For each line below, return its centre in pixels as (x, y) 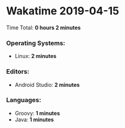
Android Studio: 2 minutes (47, 84)
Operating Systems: (36, 43)
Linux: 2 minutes (35, 56)
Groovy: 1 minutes (37, 113)
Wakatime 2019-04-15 (63, 11)
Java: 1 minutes (34, 119)
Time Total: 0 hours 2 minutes (43, 28)
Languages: (24, 100)
